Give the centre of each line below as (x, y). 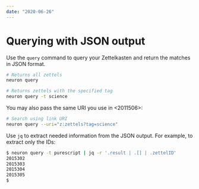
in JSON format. (26, 64)
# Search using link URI (37, 119)
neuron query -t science (37, 97)
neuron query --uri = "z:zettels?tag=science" (62, 124)
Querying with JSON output (76, 41)
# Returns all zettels (34, 75)
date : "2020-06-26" (30, 12)
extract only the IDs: (31, 142)
